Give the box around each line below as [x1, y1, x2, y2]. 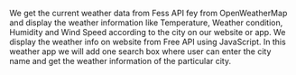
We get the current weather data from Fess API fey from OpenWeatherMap [9, 8, 288, 18]
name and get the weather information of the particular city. [9, 56, 232, 66]
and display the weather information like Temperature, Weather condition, [9, 17, 283, 28]
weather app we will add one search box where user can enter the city [9, 46, 272, 57]
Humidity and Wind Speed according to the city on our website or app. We [9, 27, 286, 37]
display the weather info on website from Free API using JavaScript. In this [9, 36, 286, 47]
